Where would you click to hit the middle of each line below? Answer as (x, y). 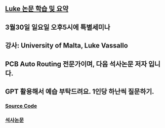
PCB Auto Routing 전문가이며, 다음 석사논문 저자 (76, 64)
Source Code (21, 106)
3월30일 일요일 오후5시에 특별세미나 (58, 27)
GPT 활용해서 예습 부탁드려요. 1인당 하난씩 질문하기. (80, 91)
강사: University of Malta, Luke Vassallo (67, 46)
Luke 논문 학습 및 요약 (37, 9)
